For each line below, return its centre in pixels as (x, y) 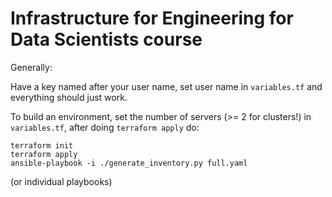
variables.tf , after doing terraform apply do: (105, 127)
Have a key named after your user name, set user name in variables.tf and (166, 86)
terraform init (42, 145)
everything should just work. (69, 97)
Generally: (31, 67)
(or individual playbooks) (61, 181)
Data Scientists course (106, 39)
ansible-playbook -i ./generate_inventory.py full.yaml (129, 163)
